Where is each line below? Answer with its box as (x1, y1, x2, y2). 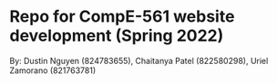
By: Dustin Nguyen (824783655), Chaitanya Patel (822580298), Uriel (9, 55, 269, 66)
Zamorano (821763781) (9, 65, 97, 76)
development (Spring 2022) (9, 25, 224, 46)
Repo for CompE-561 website (9, 6, 235, 27)
